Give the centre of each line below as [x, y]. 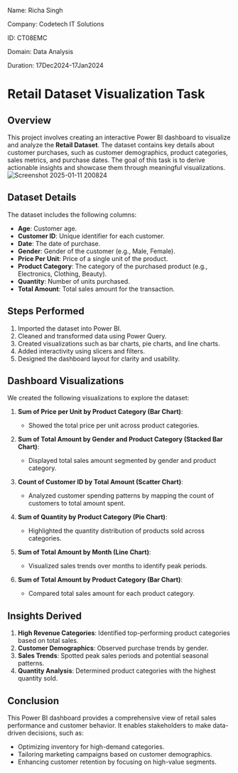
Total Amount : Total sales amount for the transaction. [96, 289]
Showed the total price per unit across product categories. [114, 425]
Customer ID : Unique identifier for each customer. [91, 236]
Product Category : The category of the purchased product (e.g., [113, 266]
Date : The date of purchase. [59, 243]
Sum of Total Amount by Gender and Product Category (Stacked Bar [120, 439]
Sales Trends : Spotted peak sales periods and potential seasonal [113, 656]
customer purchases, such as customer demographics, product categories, [118, 153]
